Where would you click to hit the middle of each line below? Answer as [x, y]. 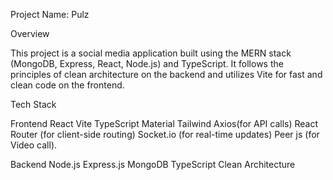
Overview [30, 33]
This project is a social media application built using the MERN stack [151, 53]
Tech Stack [33, 104]
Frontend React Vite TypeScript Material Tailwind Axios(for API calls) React [164, 123]
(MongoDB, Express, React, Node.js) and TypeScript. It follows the [147, 63]
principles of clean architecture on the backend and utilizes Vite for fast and [166, 74]
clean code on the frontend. [67, 85]
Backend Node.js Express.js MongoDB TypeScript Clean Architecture [153, 164]
